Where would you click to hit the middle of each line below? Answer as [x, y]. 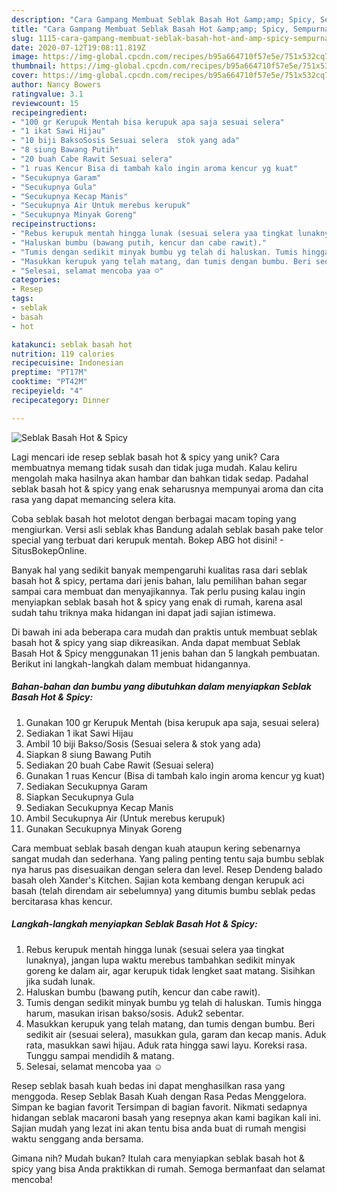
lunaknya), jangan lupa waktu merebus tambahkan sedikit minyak [160, 960]
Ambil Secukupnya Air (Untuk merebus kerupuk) [125, 818]
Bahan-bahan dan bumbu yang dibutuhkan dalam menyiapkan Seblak [161, 687]
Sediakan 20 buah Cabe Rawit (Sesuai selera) [120, 765]
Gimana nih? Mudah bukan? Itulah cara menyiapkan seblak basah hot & [158, 1158]
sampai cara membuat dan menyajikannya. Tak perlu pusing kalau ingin [158, 591]
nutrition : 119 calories [63, 354]
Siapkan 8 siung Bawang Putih [88, 754]
